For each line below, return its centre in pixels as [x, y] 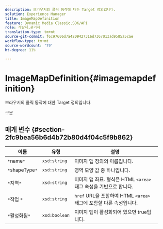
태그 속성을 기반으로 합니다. [104, 187]
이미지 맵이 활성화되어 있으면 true [111, 212]
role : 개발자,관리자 [23, 28]
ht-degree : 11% [20, 50]
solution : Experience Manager [36, 14]
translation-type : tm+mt [30, 32]
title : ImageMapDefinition [32, 18]
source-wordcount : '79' [29, 46]
